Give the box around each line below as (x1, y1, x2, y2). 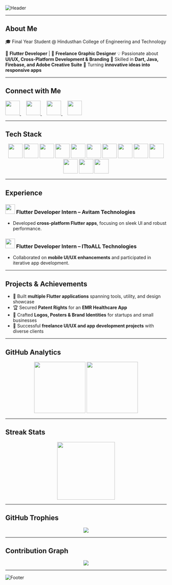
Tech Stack (5, 130, 42, 139)
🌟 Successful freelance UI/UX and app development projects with (12, 323, 155, 329)
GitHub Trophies (5, 514, 59, 522)
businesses (12, 317, 37, 323)
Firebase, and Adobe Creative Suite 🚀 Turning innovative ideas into (5, 62, 150, 68)
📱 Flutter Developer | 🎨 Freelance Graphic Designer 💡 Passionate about (5, 50, 159, 56)
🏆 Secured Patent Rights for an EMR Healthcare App (12, 304, 127, 310)
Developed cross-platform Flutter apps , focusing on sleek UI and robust (12, 220, 167, 226)
